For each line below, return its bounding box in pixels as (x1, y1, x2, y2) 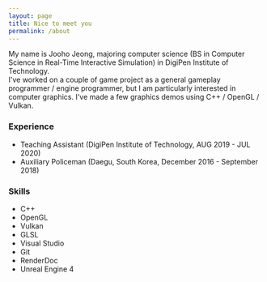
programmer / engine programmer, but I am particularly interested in (8, 83, 236, 93)
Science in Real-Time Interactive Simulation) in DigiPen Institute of (8, 58, 229, 67)
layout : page (8, 11, 53, 20)
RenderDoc (19, 255, 58, 265)
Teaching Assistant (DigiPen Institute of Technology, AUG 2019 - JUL (19, 139, 251, 149)
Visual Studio (19, 238, 65, 248)
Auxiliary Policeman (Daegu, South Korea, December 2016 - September (19, 156, 259, 166)
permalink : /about (8, 27, 70, 35)
